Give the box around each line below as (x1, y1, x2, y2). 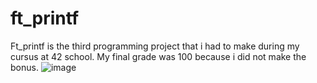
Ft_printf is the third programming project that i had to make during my (10, 40, 300, 52)
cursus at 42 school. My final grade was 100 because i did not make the (10, 50, 307, 62)
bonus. (10, 61, 39, 73)
